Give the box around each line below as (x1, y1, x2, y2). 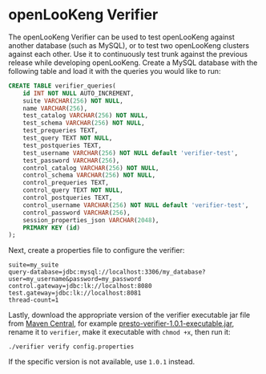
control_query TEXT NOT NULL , (22, 186, 124, 194)
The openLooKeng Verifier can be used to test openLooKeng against (8, 32, 235, 42)
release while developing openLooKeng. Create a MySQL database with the (8, 58, 258, 67)
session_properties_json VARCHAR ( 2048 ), (22, 216, 159, 224)
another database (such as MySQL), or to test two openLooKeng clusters (8, 40, 250, 50)
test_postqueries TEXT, (22, 141, 103, 149)
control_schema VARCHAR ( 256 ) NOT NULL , (22, 171, 156, 180)
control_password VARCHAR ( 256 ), (22, 209, 131, 217)
